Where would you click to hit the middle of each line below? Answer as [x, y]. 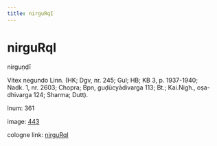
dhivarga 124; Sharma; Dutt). [48, 94]
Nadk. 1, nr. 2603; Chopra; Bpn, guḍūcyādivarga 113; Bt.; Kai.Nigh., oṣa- [109, 87]
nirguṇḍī [19, 67]
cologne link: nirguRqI [38, 134]
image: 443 [23, 121]
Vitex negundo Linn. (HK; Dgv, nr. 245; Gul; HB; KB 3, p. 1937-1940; [102, 80]
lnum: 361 [21, 108]
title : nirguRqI [30, 13]
